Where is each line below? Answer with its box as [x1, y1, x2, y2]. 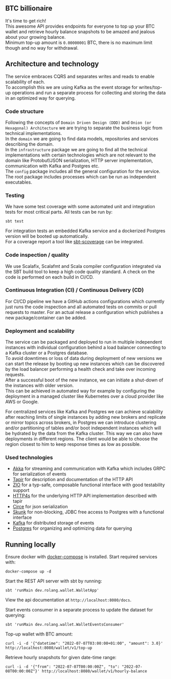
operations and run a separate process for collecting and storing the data [12, 89, 166, 96]
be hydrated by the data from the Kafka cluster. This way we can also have [5, 431, 162, 437]
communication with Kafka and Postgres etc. [5, 163, 100, 169]
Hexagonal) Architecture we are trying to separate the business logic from [5, 125, 162, 131]
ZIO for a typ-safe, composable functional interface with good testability [12, 482, 165, 488]
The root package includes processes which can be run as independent [5, 173, 157, 179]
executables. [5, 179, 32, 185]
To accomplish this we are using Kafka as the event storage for [5, 84, 138, 90]
